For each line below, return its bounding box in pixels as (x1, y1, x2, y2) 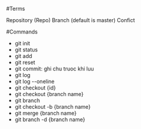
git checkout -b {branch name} (14, 103, 91, 110)
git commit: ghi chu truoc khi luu (14, 65, 94, 72)
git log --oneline (14, 78, 55, 85)
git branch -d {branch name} (14, 116, 85, 123)
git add (14, 53, 33, 59)
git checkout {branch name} (14, 91, 84, 97)
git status (14, 46, 38, 53)
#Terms (6, 5, 26, 12)
